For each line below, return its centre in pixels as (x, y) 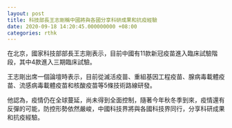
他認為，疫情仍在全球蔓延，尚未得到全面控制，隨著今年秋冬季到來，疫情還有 (116, 100)
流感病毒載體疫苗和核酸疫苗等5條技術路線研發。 (88, 85)
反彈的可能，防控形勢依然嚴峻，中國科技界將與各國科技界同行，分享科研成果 (116, 109)
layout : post (26, 13)
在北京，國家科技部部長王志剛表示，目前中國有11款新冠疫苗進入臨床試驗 (109, 53)
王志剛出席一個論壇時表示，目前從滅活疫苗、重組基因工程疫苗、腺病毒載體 (113, 77)
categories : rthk (32, 33)
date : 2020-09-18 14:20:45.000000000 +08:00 (72, 26)
